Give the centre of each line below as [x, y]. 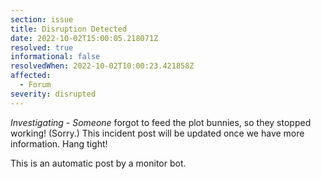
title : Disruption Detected [69, 29]
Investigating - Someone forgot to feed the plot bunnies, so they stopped [161, 122]
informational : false [55, 57]
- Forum [35, 85]
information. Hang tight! [59, 143]
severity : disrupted [53, 94]
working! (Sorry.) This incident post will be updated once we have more [157, 133]
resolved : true [42, 47]
